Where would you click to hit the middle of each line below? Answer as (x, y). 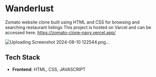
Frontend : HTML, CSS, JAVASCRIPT (49, 69)
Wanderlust (29, 9)
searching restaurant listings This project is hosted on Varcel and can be (78, 27)
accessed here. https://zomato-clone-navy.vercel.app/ (61, 32)
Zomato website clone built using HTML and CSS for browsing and (72, 22)
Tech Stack (23, 58)
